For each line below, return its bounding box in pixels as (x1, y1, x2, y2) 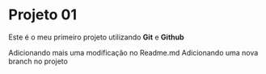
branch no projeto (8, 56, 69, 66)
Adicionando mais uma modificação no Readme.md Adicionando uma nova (8, 47, 259, 57)
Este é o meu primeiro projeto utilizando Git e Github (8, 32, 184, 42)
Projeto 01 (8, 6, 78, 24)
